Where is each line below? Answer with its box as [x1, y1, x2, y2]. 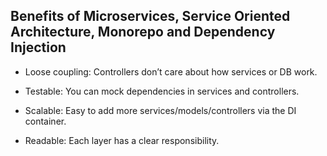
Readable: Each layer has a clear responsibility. [24, 134, 220, 146]
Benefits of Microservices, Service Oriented [10, 8, 291, 25]
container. [24, 115, 67, 127]
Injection [10, 39, 67, 56]
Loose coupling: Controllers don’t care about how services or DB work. [24, 65, 318, 78]
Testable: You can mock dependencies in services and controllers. [24, 85, 300, 97]
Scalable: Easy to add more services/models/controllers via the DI [24, 104, 297, 116]
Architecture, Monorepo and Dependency [10, 24, 276, 41]
